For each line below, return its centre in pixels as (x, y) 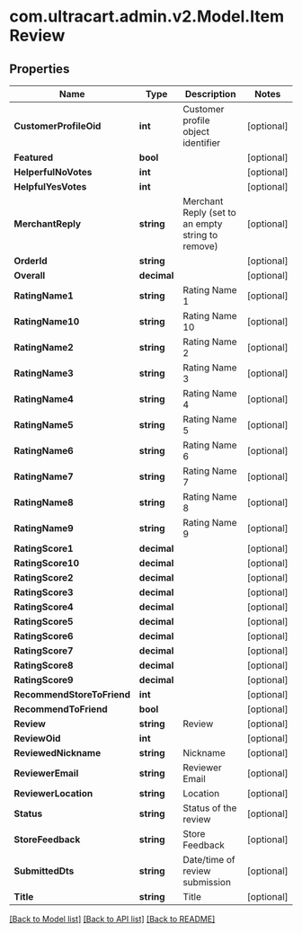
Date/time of (209, 860)
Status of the (210, 808)
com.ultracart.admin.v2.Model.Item (147, 17)
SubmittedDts (44, 871)
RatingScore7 (44, 651)
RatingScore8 (44, 665)
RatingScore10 (47, 563)
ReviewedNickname (58, 753)
